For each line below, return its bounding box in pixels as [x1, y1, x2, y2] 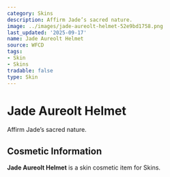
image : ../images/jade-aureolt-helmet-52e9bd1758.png [7, 23, 164, 29]
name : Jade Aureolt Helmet [7, 36, 84, 42]
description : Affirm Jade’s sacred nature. [7, 16, 133, 23]
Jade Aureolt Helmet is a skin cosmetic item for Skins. [7, 163, 161, 172]
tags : [7, 49, 23, 55]
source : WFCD [7, 42, 44, 49]
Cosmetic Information [7, 145, 102, 157]
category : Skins [7, 10, 53, 17]
